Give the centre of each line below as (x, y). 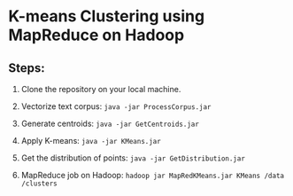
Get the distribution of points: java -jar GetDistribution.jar (133, 158)
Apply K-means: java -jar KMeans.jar (91, 141)
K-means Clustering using (107, 16)
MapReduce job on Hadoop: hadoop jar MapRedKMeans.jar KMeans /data (153, 175)
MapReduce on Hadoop (96, 35)
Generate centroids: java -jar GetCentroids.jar (110, 123)
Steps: (27, 68)
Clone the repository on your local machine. (101, 89)
